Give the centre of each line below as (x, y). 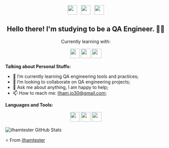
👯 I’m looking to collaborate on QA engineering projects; (71, 81)
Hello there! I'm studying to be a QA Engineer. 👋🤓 (86, 29)
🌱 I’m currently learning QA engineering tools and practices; (76, 76)
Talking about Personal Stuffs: (38, 66)
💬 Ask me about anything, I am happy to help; (61, 87)
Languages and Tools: (29, 104)
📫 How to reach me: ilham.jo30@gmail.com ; (60, 93)
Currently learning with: (86, 41)
